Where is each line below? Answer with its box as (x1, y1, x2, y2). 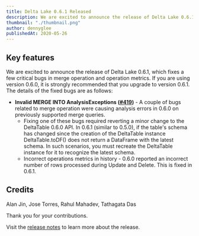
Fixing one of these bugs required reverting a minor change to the (23, 117, 185, 124)
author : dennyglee (6, 25, 52, 31)
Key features (6, 53, 54, 63)
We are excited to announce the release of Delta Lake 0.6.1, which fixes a (6, 68, 184, 75)
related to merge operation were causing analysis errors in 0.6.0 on (14, 105, 179, 112)
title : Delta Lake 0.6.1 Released (6, 8, 92, 15)
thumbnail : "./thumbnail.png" (6, 20, 81, 25)
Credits (6, 185, 34, 195)
